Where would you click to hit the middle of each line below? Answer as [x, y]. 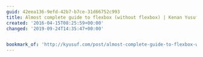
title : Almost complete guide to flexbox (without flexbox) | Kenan [94, 17]
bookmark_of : [23, 45]
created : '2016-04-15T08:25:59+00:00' [55, 23]
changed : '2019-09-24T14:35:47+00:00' [55, 28]
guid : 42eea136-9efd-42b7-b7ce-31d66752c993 [63, 12]
